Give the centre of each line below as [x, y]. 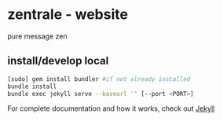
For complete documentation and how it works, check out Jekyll [111, 108]
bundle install [32, 86]
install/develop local [58, 61]
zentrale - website [68, 15]
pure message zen [37, 36]
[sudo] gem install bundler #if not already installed [99, 79]
